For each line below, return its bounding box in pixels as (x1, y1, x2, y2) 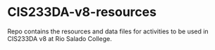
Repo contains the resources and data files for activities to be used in (7, 27, 209, 35)
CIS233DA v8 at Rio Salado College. (7, 34, 112, 42)
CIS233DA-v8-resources (7, 4, 157, 20)
